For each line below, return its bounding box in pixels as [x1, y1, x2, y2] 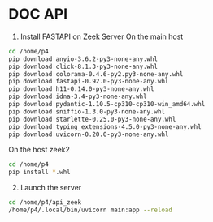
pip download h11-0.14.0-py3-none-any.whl [8, 85, 154, 93]
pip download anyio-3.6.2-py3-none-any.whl [8, 54, 159, 63]
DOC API [8, 5, 68, 23]
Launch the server [20, 183, 82, 193]
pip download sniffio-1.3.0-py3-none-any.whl [8, 107, 165, 116]
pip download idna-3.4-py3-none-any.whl [8, 92, 148, 101]
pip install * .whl [8, 168, 71, 177]
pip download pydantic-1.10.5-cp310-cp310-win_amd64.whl [8, 100, 206, 109]
